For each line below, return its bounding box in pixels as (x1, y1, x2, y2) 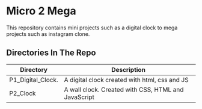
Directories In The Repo (6, 48, 96, 58)
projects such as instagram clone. (6, 30, 90, 37)
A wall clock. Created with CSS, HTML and (64, 85, 184, 93)
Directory (20, 65, 48, 74)
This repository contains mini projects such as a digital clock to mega (6, 24, 178, 31)
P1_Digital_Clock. (9, 75, 58, 84)
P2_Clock (9, 89, 36, 97)
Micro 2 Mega (6, 4, 76, 18)
